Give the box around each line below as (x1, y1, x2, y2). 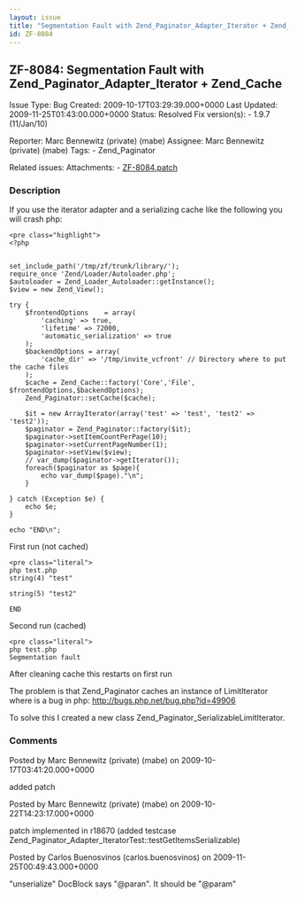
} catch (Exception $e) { (9, 495, 104, 504)
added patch (9, 781, 56, 792)
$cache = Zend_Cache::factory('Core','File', (25, 379, 196, 387)
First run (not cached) (9, 542, 88, 552)
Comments (9, 735, 57, 747)
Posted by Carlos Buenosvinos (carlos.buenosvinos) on (9, 852, 212, 863)
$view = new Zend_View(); (9, 285, 104, 294)
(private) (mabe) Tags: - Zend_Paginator (9, 145, 156, 156)
